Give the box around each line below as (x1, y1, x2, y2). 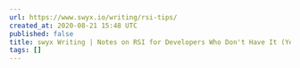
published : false (9, 29, 74, 38)
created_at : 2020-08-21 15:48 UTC (9, 21, 138, 30)
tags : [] (9, 46, 42, 55)
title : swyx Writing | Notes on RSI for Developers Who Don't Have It (9, 37, 278, 47)
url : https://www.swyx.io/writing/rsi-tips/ (9, 12, 178, 22)
